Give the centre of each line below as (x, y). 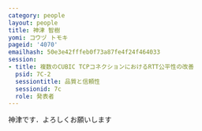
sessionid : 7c (38, 89)
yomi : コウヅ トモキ (38, 37)
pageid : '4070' (33, 45)
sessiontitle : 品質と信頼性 (58, 81)
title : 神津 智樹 (34, 30)
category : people (37, 15)
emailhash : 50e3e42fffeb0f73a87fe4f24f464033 (84, 52)
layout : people (33, 23)
